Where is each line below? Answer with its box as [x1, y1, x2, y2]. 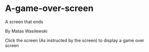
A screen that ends [5, 19, 43, 25]
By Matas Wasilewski [5, 28, 48, 34]
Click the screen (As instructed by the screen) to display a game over [5, 37, 145, 43]
